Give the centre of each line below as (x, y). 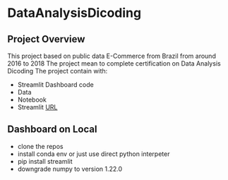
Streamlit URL (37, 107)
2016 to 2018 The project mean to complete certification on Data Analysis (114, 64)
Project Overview (46, 39)
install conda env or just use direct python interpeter (94, 154)
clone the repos (40, 146)
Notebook (32, 100)
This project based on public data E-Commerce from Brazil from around (112, 56)
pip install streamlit (45, 161)
